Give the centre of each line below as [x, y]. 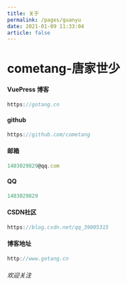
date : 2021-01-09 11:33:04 [46, 26]
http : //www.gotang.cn [38, 259]
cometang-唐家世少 [63, 69]
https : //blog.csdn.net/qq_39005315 [58, 227]
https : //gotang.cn [33, 104]
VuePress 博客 [28, 89]
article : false [29, 33]
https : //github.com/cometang [49, 135]
